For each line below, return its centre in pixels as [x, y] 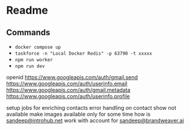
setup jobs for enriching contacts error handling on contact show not [91, 108]
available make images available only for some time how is [79, 114]
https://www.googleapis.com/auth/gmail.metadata [68, 90]
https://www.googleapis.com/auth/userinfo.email [67, 83]
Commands [28, 32]
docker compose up [38, 47]
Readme [27, 10]
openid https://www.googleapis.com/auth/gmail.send [72, 77]
